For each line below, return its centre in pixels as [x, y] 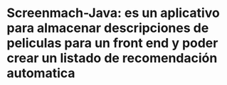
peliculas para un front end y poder [112, 43]
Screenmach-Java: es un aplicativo [113, 13]
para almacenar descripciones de [108, 28]
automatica [41, 73]
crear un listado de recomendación [112, 58]
